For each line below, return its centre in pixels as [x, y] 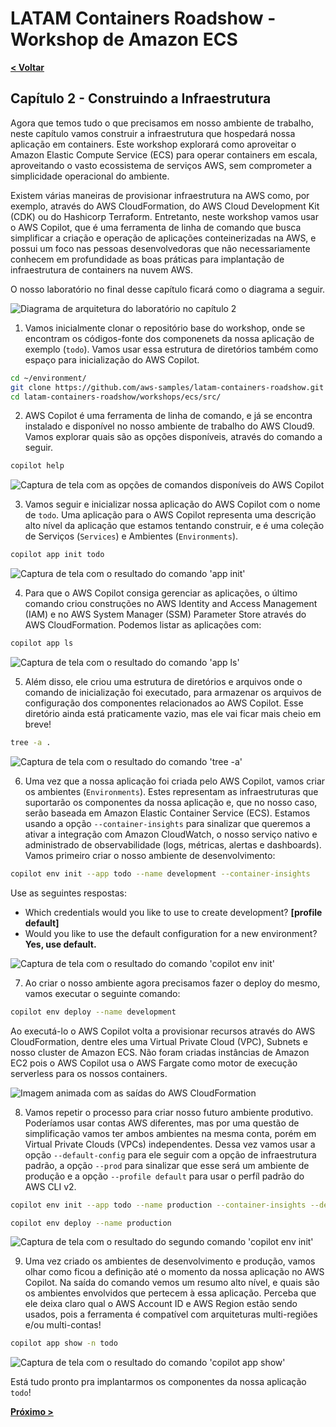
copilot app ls [42, 643]
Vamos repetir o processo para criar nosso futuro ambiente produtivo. [169, 1112]
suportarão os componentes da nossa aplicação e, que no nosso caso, [171, 802]
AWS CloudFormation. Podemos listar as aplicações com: [143, 625]
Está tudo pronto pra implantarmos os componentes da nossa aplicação [158, 1382]
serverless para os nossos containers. [89, 1073]
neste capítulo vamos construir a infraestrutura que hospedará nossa [153, 133]
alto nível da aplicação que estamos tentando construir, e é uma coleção [174, 526]
